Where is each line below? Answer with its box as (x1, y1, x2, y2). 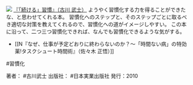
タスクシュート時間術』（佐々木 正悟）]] (21, 48, 114, 55)
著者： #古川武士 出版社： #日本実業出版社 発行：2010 (6, 73, 138, 79)
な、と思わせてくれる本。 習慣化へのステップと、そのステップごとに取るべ (6, 13, 187, 20)
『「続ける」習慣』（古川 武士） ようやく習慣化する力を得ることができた (13, 6, 186, 13)
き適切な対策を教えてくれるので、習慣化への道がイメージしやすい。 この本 (6, 21, 187, 27)
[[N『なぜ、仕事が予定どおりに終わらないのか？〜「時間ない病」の (14, 41, 177, 47)
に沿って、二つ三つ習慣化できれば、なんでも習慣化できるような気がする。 (6, 28, 185, 35)
